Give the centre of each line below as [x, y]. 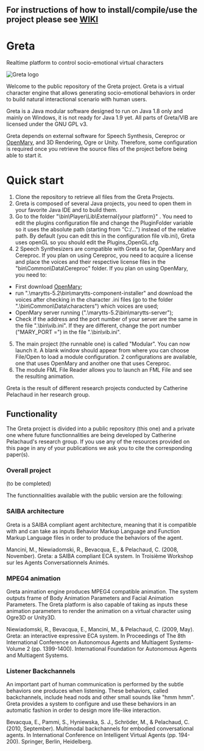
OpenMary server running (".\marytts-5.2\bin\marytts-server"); [94, 313]
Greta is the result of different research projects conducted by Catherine [97, 388]
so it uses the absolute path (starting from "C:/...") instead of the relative [106, 230]
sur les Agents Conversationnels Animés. [58, 562]
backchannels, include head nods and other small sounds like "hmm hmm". [100, 697]
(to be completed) [29, 484]
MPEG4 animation [33, 578]
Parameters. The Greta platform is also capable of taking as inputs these [97, 604]
